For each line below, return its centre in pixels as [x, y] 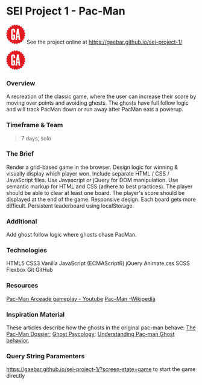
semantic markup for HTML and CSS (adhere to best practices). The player [99, 186]
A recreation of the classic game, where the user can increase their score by [101, 97]
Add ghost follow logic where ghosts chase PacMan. [71, 235]
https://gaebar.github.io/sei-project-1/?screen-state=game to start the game [101, 369]
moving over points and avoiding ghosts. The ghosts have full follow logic [97, 103]
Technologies [27, 251]
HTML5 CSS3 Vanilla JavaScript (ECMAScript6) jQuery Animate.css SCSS [98, 263]
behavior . [18, 341]
